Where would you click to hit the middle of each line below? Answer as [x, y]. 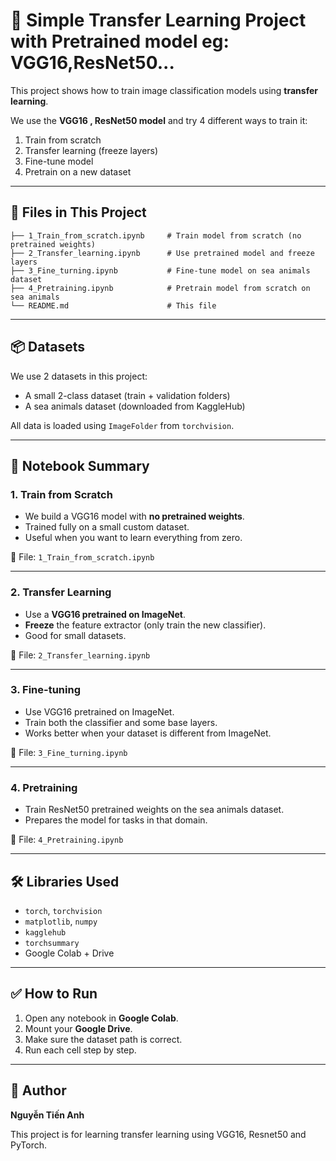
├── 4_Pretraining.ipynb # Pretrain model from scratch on [160, 288]
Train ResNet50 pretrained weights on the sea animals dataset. [154, 810]
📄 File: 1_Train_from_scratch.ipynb [82, 557]
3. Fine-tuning [45, 690]
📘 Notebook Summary [80, 465]
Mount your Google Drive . [78, 1028]
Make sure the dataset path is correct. [103, 1039]
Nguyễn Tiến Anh [47, 1115]
